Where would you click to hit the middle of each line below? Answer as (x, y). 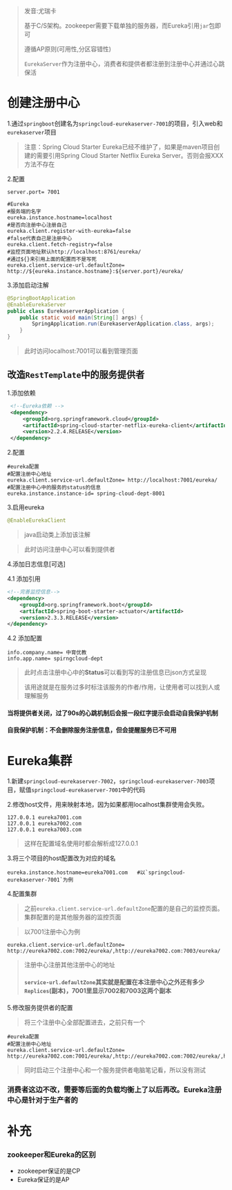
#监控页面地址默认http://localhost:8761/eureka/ (74, 252)
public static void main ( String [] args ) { (81, 317)
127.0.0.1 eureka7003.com (44, 830)
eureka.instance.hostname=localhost (60, 218)
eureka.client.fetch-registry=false (60, 244)
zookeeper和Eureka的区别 (51, 1155)
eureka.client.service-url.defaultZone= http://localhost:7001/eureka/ (112, 480)
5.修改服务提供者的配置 (40, 1007)
